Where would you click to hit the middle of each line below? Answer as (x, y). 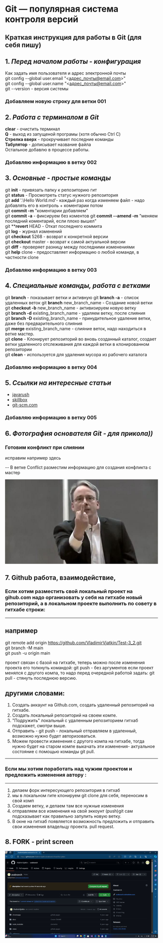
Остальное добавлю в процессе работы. (47, 150)
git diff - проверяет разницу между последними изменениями (70, 247)
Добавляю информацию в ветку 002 (51, 162)
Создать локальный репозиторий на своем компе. (65, 715)
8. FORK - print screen (39, 842)
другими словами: (35, 693)
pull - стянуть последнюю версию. (41, 678)
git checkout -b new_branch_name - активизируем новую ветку (71, 308)
